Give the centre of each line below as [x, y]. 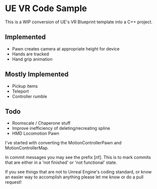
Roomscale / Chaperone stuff [41, 123]
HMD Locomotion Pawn [36, 133]
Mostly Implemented [37, 74]
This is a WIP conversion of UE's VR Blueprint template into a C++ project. [79, 22]
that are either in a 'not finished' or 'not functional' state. [61, 162]
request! [13, 182]
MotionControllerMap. [27, 148]
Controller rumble [29, 96]
